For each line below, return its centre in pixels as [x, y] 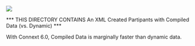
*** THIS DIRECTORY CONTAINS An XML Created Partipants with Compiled [98, 20]
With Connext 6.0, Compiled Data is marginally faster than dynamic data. [94, 37]
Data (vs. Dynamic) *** [34, 26]
